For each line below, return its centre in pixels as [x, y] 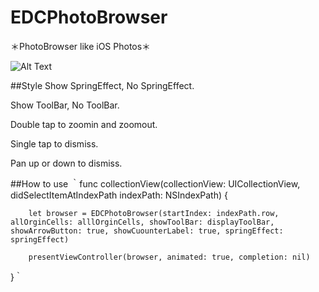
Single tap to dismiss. [54, 143]
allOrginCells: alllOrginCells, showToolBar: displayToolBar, [142, 222]
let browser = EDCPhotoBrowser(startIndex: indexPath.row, [154, 213]
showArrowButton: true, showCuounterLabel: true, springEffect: [147, 231]
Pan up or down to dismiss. [66, 163]
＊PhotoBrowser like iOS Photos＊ [81, 46]
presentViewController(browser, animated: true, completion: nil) [169, 257]
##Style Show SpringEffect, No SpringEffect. [102, 85]
